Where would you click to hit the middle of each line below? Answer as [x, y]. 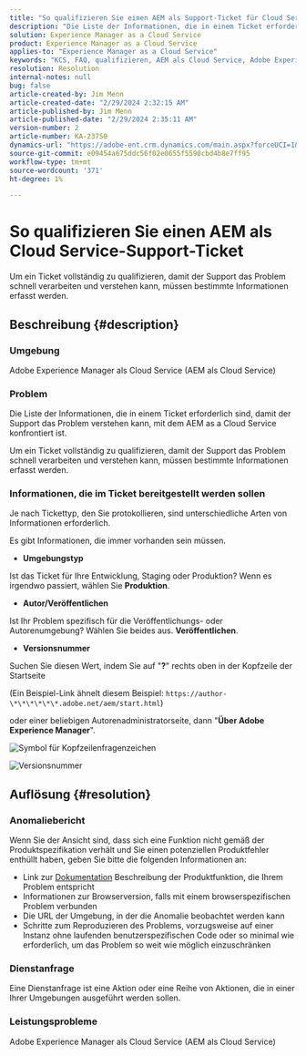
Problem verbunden [60, 907]
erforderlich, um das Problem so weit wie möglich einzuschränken [147, 945]
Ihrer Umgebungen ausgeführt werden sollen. [95, 998]
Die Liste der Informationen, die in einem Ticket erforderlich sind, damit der [150, 414]
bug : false [30, 86]
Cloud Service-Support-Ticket [127, 251]
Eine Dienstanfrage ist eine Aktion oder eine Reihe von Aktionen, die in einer [152, 989]
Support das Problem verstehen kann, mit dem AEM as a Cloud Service [143, 424]
